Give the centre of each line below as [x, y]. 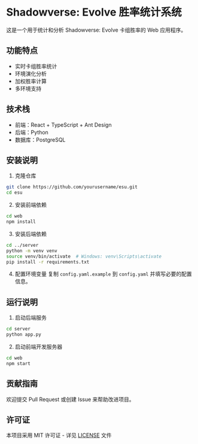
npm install [21, 222]
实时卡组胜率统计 [36, 66]
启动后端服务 [31, 318]
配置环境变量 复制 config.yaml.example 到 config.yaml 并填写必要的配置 [103, 274]
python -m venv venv [32, 251]
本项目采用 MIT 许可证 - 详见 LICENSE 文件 [59, 435]
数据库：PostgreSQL [40, 140]
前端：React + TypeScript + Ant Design [63, 125]
